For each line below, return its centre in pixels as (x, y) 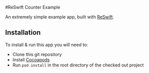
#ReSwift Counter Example (33, 7)
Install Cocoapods (31, 59)
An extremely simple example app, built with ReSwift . (60, 17)
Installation (23, 33)
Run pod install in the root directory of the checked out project (78, 65)
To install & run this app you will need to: (47, 44)
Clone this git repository (37, 54)
